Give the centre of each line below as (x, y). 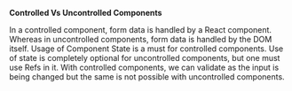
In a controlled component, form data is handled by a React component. (141, 30)
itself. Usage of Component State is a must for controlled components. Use (146, 49)
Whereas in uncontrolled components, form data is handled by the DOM (141, 39)
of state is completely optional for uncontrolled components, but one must (145, 58)
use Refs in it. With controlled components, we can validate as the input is (144, 67)
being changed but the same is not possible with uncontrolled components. (147, 77)
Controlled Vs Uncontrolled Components (86, 13)
